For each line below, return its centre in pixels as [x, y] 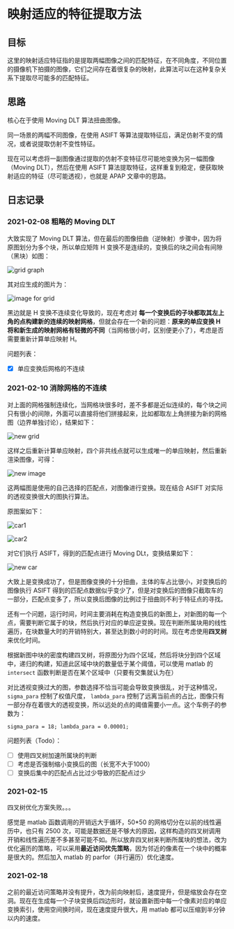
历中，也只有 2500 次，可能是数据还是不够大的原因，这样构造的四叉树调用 [114, 831]
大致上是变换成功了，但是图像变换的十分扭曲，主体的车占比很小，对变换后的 [117, 581]
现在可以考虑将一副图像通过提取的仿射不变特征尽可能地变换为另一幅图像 [111, 159]
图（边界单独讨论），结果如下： [52, 422]
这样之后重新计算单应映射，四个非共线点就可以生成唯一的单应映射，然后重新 [117, 451]
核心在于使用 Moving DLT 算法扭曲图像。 [66, 120]
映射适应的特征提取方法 [75, 14]
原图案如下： [25, 511]
